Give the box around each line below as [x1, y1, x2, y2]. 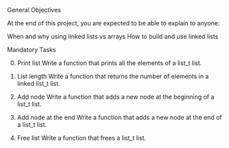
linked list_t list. [16, 79, 60, 88]
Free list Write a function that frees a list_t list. [16, 134, 146, 142]
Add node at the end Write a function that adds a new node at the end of [16, 113, 223, 121]
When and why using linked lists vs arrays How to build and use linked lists [7, 32, 219, 40]
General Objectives [7, 6, 62, 14]
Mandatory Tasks [7, 46, 56, 53]
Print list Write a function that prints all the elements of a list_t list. [16, 59, 202, 67]
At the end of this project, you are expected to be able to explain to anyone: [7, 19, 220, 27]
